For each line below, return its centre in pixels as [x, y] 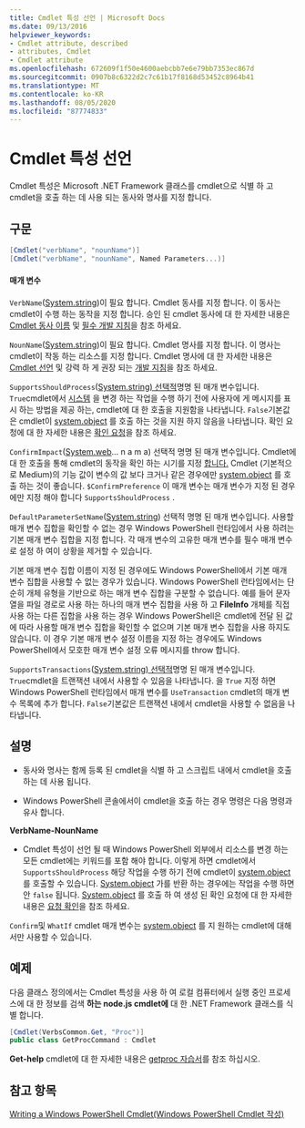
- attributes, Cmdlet [51, 52]
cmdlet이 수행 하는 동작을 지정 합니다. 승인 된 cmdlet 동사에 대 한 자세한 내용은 [150, 313]
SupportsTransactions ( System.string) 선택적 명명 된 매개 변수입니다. [132, 669]
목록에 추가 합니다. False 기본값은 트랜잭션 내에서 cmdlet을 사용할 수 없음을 [152, 703]
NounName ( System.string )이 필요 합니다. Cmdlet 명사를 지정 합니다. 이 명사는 [145, 344]
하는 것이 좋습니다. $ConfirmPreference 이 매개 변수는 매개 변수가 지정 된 [149, 486]
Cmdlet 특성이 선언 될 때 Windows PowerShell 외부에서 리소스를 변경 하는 [155, 849]
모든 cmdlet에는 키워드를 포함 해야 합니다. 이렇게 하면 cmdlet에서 [139, 860]
